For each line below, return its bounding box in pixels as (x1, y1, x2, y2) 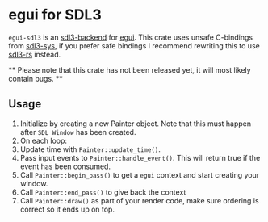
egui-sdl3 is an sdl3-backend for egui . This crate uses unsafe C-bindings (8, 32, 253, 42)
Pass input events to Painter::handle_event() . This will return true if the (19, 153, 261, 162)
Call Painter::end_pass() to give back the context (19, 187, 186, 197)
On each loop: (19, 136, 67, 145)
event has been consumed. (19, 161, 111, 171)
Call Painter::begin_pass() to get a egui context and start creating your (19, 170, 260, 179)
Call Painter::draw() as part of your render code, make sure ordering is (19, 195, 260, 205)
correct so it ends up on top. (19, 204, 115, 214)
